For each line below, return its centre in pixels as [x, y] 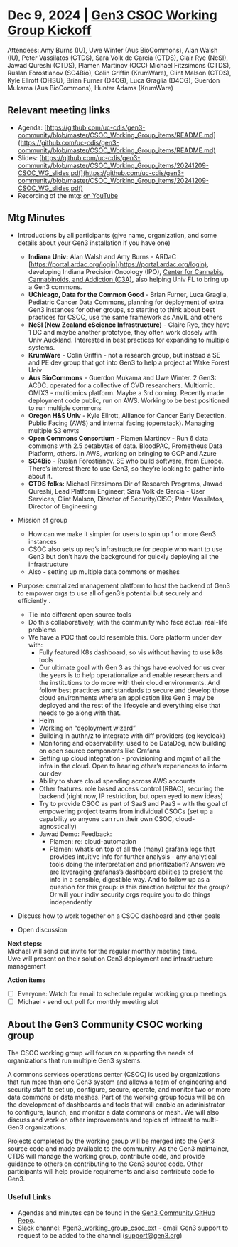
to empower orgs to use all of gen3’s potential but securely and [110, 593]
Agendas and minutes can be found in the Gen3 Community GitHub [116, 1212]
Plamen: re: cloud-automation [93, 841]
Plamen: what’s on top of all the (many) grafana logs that [132, 849]
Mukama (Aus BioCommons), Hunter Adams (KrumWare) [91, 88]
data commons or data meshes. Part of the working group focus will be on [116, 1097]
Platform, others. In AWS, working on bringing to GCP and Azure [122, 453]
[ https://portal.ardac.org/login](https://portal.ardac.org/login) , [118, 264]
